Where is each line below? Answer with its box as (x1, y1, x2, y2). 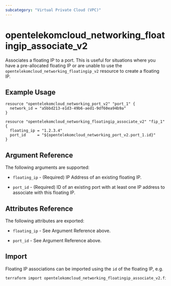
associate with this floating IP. (12, 189, 75, 196)
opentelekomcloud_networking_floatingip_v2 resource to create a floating (5, 68, 159, 74)
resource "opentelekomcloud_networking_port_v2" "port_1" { (5, 101, 136, 107)
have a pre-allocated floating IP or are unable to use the (5, 62, 122, 69)
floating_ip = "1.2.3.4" (10, 128, 63, 133)
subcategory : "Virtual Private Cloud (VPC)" (5, 7, 101, 13)
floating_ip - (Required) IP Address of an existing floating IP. (12, 174, 141, 181)
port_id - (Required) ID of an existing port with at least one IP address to (12, 184, 165, 190)
